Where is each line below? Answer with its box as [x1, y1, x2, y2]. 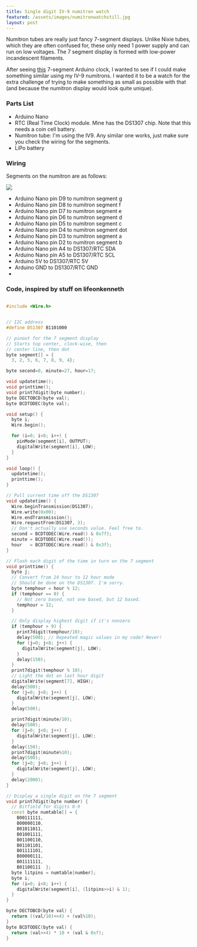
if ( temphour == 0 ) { [11, 591, 65, 597]
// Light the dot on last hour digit [11, 673, 104, 679]
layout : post [6, 19, 38, 25]
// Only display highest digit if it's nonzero [11, 618, 131, 624]
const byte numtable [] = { [11, 810, 78, 815]
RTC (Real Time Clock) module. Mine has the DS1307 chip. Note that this [14, 119, 191, 126]
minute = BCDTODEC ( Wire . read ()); [11, 536, 94, 543]
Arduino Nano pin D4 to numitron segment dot [14, 226, 127, 233]
